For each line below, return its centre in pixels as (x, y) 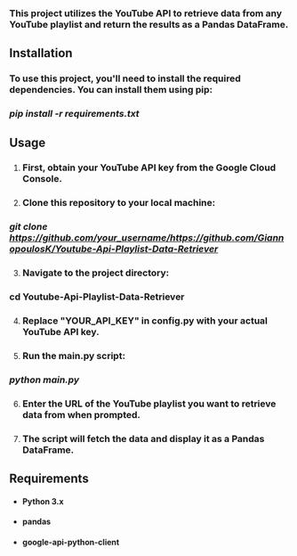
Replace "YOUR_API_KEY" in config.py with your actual (145, 321)
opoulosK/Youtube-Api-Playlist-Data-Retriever (114, 249)
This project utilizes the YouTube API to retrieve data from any (146, 13)
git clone (28, 227)
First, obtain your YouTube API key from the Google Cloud (149, 168)
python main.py (44, 380)
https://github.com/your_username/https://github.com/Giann (147, 238)
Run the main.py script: (74, 356)
